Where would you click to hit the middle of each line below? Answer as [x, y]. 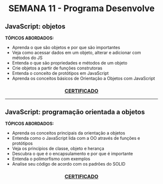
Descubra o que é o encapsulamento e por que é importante [73, 154]
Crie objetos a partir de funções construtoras [57, 68]
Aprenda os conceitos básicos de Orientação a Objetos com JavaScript [83, 78]
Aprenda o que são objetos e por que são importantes [66, 47]
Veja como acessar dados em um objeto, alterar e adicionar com [76, 52]
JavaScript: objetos [35, 26]
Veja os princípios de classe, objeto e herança [58, 149]
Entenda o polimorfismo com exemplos [51, 159]
